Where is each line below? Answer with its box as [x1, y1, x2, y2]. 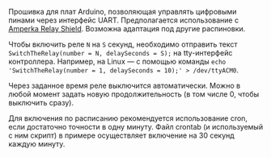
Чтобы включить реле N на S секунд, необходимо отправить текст [8, 39, 238, 49]
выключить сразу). [8, 98, 74, 107]
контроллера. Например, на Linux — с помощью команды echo [8, 56, 227, 66]
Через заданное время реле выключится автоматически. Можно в [8, 81, 241, 90]
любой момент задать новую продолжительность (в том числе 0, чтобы [8, 89, 260, 99]
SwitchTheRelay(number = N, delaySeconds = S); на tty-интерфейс [8, 48, 233, 57]
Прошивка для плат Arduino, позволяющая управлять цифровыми [8, 7, 237, 16]
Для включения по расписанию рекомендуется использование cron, [8, 114, 248, 123]
